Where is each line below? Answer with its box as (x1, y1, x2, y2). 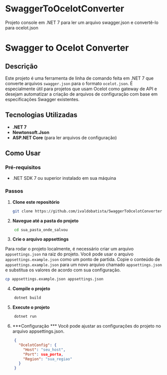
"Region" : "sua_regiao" (23, 357, 72, 362)
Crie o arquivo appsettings (12, 236, 69, 242)
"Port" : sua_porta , (23, 352, 64, 357)
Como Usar (5, 149, 41, 157)
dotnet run (14, 314, 37, 319)
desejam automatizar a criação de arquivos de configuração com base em (5, 91, 158, 97)
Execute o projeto (12, 304, 50, 310)
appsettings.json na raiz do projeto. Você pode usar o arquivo (5, 251, 134, 257)
